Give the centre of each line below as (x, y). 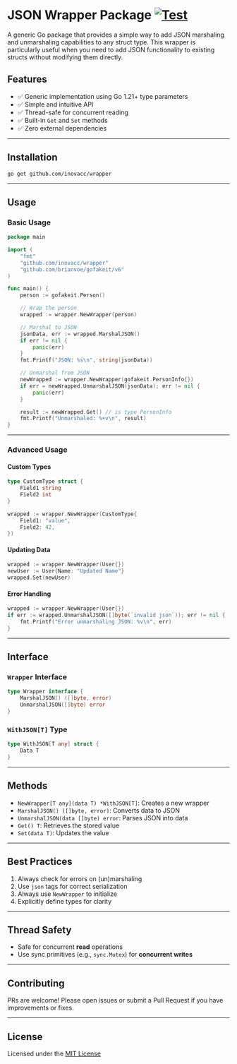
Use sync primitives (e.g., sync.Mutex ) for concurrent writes (105, 955)
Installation (32, 158)
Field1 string (41, 488)
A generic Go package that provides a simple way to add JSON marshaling (116, 35)
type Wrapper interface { (45, 692)
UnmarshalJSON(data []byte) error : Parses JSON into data (103, 818)
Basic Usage (29, 222)
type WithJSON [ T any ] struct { (53, 744)
